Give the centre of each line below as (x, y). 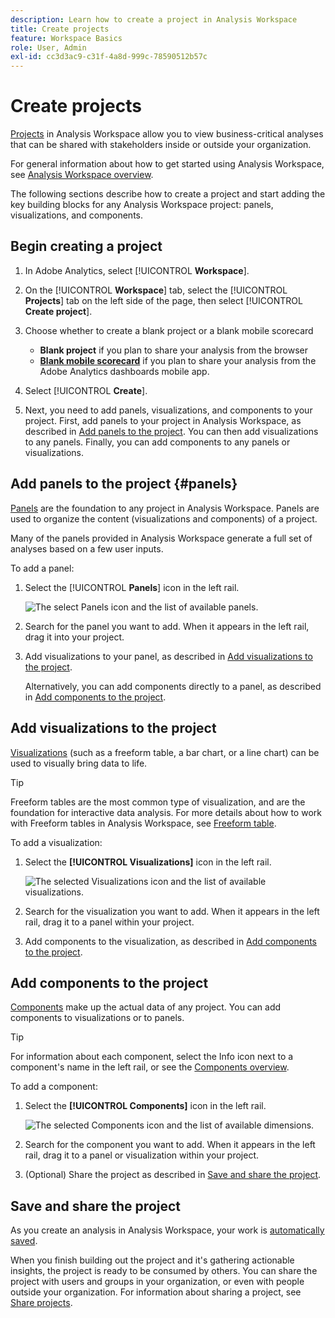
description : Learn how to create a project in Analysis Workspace (154, 19)
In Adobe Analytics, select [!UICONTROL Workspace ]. (137, 270)
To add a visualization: (56, 842)
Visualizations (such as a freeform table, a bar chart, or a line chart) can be (165, 752)
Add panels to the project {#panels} (124, 484)
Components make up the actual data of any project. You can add (146, 1007)
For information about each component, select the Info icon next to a (152, 1057)
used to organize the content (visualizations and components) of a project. (164, 518)
